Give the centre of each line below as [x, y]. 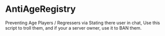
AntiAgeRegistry [40, 9]
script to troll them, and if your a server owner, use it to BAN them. [73, 28]
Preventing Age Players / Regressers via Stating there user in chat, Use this [82, 23]
